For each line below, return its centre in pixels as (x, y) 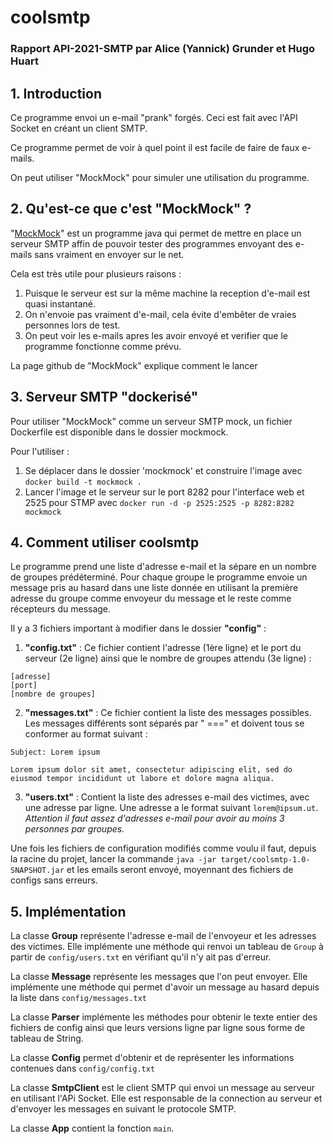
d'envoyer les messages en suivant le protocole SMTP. (123, 1109)
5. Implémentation (68, 911)
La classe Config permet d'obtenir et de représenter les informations (152, 1058)
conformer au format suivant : (86, 734)
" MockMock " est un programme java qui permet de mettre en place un (156, 233)
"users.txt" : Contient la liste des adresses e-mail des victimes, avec (167, 797)
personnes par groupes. (74, 829)
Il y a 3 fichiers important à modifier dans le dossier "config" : (138, 628)
